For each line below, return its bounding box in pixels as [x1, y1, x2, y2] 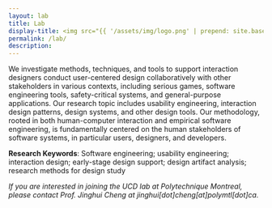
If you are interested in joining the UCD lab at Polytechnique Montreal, [8, 181, 243, 191]
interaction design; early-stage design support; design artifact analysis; [8, 157, 247, 167]
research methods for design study [8, 166, 126, 176]
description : [8, 42, 53, 50]
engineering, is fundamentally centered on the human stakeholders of [8, 125, 241, 134]
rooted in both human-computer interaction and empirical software [8, 116, 232, 125]
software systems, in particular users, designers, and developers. [8, 133, 227, 142]
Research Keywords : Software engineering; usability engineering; [8, 149, 229, 159]
